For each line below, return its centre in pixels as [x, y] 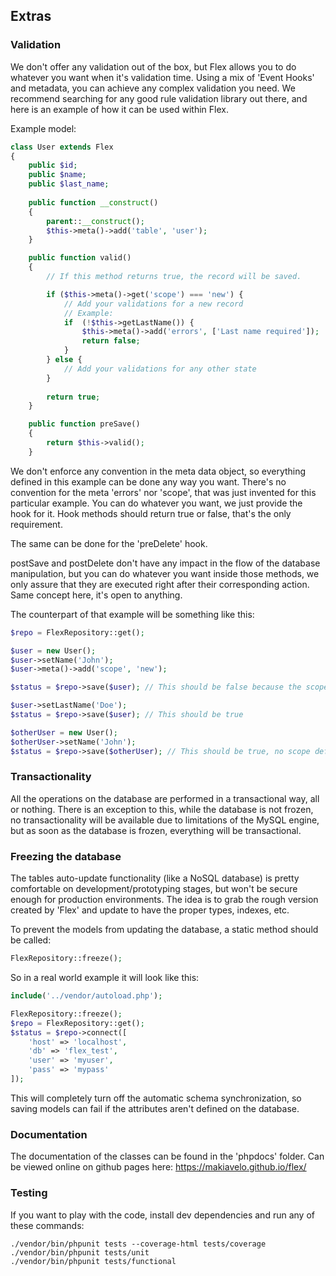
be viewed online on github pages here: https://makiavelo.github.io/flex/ [158, 1167]
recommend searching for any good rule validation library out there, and [159, 98]
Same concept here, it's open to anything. [96, 595]
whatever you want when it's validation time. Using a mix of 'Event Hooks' [162, 77]
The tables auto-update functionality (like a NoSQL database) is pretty [155, 878]
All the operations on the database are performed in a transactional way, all [165, 798]
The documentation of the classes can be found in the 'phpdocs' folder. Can [167, 1156]
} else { [64, 360]
